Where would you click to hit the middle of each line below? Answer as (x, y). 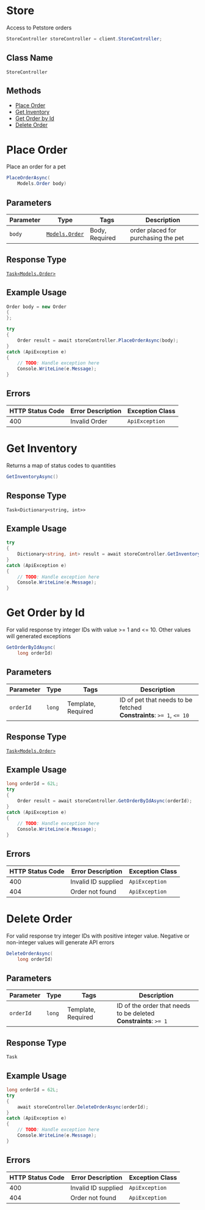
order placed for (153, 230)
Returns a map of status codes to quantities (61, 465)
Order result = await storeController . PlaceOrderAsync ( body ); (98, 340)
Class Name (30, 58)
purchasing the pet (157, 238)
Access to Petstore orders (39, 28)
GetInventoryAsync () (33, 476)
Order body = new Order (37, 307)
